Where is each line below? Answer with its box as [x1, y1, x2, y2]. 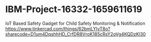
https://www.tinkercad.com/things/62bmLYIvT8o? [5, 25, 111, 31]
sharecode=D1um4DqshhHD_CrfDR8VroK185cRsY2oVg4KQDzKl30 [5, 31, 146, 37]
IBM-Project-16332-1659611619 [5, 4, 142, 15]
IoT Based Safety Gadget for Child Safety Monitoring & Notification [5, 20, 145, 26]
